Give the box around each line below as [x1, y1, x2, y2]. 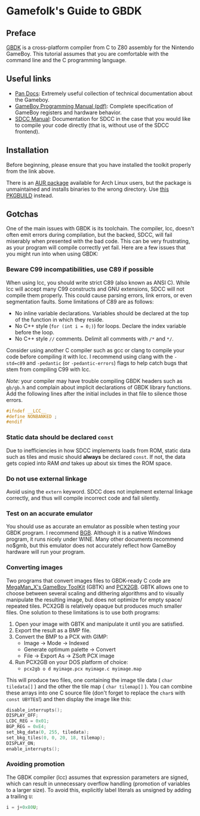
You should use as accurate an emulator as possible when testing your [6, 523, 180, 530]
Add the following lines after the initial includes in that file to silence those [6, 390, 187, 397]
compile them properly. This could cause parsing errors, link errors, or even [6, 291, 192, 299]
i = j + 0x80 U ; [6, 804, 39, 810]
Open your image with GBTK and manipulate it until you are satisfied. [14, 620, 184, 628]
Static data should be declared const [6, 433, 114, 442]
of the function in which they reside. [14, 316, 104, 323]
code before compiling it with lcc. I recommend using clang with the [6, 353, 173, 360]
